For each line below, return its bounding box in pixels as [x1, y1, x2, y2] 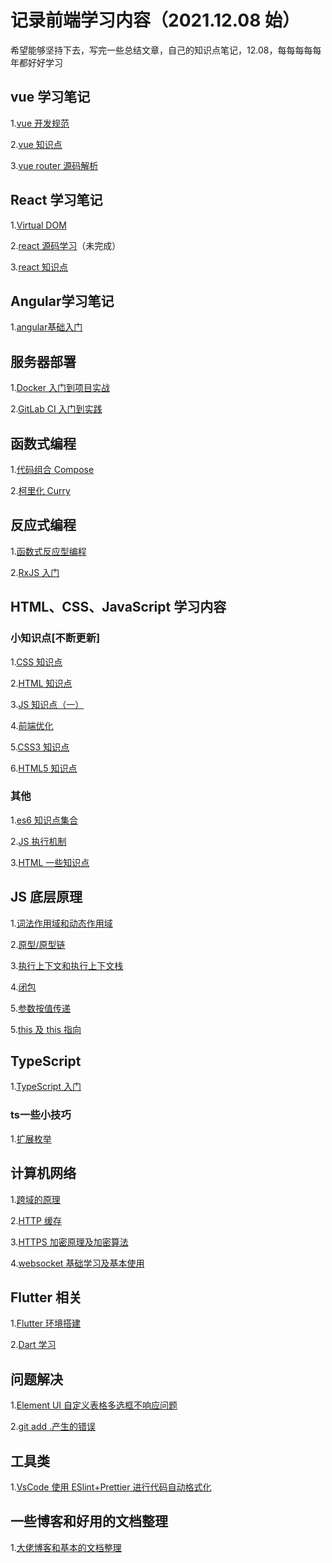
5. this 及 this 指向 [10, 1023, 82, 1035]
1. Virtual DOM [10, 219, 67, 231]
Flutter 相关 [10, 1289, 83, 1306]
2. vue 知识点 [10, 138, 63, 150]
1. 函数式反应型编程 [10, 545, 87, 557]
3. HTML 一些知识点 [10, 856, 90, 868]
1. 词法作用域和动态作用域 [10, 917, 113, 929]
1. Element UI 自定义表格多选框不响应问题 [10, 1399, 178, 1411]
